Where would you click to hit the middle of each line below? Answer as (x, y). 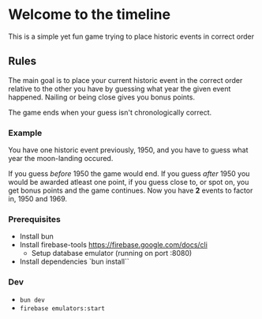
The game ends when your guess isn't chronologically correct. (110, 112)
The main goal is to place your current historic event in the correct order (125, 80)
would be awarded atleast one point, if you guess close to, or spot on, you (129, 182)
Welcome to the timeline (90, 15)
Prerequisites (34, 219)
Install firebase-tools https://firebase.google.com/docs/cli (113, 245)
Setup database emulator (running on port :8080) (112, 253)
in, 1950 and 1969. (38, 199)
